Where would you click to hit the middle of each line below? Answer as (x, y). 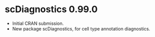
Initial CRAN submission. (38, 23)
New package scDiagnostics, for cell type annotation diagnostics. (81, 28)
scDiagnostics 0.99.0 (51, 9)
